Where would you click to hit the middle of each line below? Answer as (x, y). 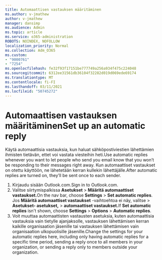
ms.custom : (16, 55)
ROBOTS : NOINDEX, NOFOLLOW (32, 41)
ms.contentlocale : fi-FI (30, 82)
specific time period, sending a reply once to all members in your (77, 242)
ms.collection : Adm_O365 (30, 50)
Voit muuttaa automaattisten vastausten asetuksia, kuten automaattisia (83, 216)
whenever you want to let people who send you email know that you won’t (80, 160)
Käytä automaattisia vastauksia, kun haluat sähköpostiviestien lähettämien (80, 150)
